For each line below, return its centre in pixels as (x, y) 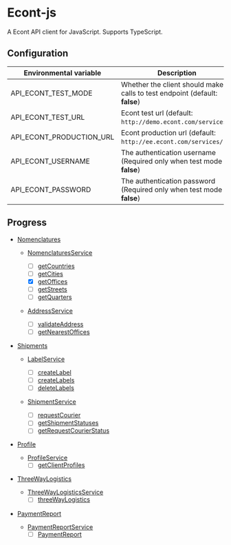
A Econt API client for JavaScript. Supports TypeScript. (85, 32)
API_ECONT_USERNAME (51, 161)
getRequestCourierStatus (74, 431)
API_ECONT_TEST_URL (48, 117)
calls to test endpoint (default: (169, 93)
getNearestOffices (64, 331)
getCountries (56, 266)
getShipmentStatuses (68, 423)
